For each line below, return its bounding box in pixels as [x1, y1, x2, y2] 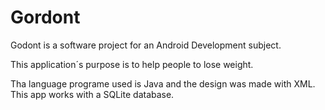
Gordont [10, 6, 81, 29]
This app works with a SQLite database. [10, 88, 175, 100]
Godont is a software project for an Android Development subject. [10, 39, 282, 51]
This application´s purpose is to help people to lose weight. [10, 58, 254, 70]
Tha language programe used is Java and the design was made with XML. [10, 77, 316, 90]
